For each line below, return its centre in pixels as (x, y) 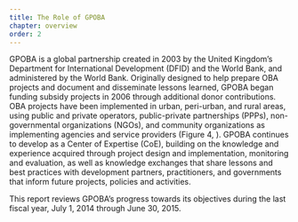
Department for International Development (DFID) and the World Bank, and (146, 68)
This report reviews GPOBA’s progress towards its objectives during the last (148, 199)
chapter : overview (43, 26)
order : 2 (25, 34)
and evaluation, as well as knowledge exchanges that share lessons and (141, 163)
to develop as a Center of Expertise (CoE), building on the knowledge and (144, 144)
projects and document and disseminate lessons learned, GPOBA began (141, 87)
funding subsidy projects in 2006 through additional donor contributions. (143, 97)
